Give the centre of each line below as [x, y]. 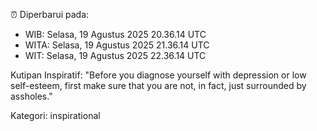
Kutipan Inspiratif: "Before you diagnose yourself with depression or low [158, 75]
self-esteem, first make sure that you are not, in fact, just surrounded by [158, 85]
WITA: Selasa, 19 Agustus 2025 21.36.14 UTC [117, 45]
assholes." [31, 96]
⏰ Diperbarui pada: [50, 14]
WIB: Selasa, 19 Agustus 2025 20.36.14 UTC [115, 34]
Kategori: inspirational [55, 115]
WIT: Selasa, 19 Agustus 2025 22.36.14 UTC [115, 55]
